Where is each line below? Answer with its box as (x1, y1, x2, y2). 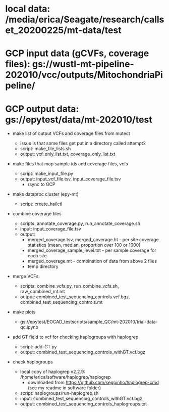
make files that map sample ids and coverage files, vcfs (12, 161, 129, 167)
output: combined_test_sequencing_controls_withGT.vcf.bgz (20, 349, 145, 355)
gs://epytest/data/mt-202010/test (5, 114, 152, 125)
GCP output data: (5, 103, 79, 114)
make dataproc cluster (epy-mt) (12, 191, 79, 197)
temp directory (27, 263, 59, 269)
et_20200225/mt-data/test (5, 25, 122, 36)
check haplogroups (12, 359, 53, 365)
